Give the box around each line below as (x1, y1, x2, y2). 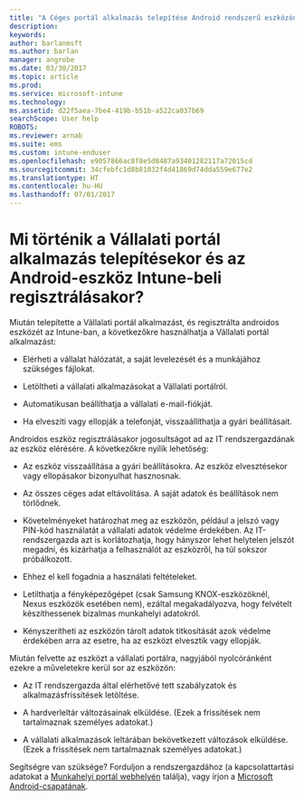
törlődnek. (22, 497, 62, 508)
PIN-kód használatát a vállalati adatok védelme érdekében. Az (22, 525, 254, 535)
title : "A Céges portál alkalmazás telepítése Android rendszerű (9, 13, 261, 23)
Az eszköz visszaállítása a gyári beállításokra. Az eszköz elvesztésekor (22, 460, 288, 471)
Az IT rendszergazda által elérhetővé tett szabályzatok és (22, 680, 237, 690)
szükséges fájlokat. (22, 363, 95, 374)
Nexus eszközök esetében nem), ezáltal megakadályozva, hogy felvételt (22, 598, 292, 609)
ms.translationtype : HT (9, 173, 100, 182)
